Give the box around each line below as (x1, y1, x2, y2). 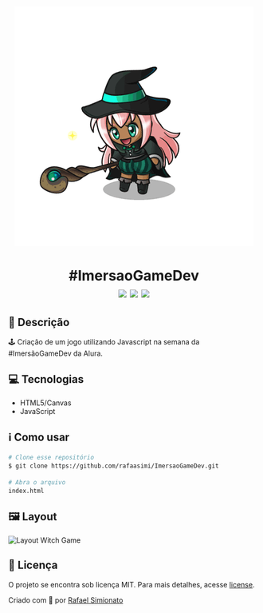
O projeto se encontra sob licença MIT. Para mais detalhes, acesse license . (8, 579, 255, 589)
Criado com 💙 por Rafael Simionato (8, 595, 124, 605)
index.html (8, 487, 45, 496)
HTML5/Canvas (19, 398, 72, 408)
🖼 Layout (8, 510, 57, 523)
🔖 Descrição (8, 315, 70, 329)
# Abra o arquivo (8, 479, 66, 487)
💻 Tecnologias (8, 372, 84, 386)
